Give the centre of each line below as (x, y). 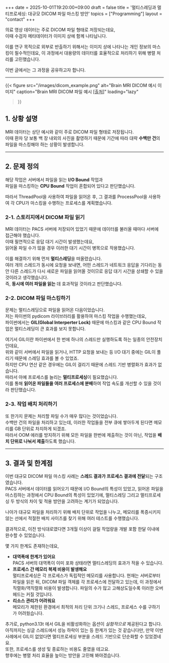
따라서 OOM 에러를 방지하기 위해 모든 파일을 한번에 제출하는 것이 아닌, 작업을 (81, 435)
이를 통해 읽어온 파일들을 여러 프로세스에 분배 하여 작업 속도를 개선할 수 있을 (78, 383)
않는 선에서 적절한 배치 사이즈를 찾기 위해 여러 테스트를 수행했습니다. (72, 518)
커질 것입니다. (39, 595)
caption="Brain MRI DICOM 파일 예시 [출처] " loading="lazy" (78, 92)
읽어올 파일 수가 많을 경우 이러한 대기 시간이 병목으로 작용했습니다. (70, 247)
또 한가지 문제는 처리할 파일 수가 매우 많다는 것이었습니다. (62, 416)
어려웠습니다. (31, 613)
